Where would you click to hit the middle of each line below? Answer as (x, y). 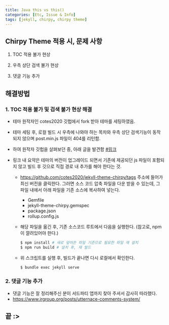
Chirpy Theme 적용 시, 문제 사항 (54, 41)
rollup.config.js (43, 216)
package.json (42, 211)
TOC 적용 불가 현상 (31, 54)
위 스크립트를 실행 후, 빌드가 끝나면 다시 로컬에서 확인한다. (77, 257)
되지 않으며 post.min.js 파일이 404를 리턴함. (56, 138)
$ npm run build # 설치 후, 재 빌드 (55, 247)
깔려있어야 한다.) (42, 233)
